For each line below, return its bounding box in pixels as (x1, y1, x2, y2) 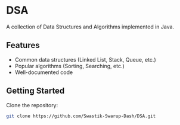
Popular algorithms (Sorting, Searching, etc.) (14, 62, 125, 69)
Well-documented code (14, 69, 73, 76)
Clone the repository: (6, 101, 58, 108)
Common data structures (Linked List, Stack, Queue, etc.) (14, 56, 156, 63)
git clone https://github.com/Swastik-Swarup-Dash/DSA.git (6, 113, 156, 119)
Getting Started (6, 86, 65, 96)
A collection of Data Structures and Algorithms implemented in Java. (6, 23, 175, 30)
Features (6, 40, 40, 50)
